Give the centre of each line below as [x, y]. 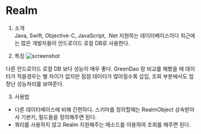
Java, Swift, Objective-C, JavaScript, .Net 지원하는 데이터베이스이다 [97, 35]
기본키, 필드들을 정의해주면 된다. [59, 117]
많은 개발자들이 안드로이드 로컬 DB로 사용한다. [75, 43]
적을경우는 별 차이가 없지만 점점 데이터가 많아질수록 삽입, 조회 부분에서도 [102, 76]
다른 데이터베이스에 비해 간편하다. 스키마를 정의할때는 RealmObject [94, 109]
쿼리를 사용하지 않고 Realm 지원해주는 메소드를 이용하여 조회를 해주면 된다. [103, 124]
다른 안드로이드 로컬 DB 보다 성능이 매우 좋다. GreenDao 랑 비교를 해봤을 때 [95, 69]
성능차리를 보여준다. [40, 84]
